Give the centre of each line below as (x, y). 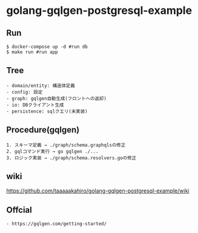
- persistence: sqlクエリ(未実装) (47, 111)
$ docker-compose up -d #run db (47, 47)
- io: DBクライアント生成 (35, 105)
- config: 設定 (25, 92)
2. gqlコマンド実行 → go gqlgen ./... (52, 151)
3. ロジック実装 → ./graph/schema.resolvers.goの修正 (71, 158)
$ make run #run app (32, 52)
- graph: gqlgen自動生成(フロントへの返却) (57, 98)
